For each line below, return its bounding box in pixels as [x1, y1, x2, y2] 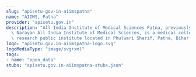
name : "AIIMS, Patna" [6, 14, 59, 20]
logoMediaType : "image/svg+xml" [6, 46, 85, 52]
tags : [6, 52, 19, 57]
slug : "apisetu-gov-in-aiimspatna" [6, 8, 93, 14]
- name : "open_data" [6, 57, 57, 63]
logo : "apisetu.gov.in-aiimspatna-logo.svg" [6, 41, 116, 47]
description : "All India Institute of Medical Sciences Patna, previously [6, 24, 192, 31]
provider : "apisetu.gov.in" [6, 19, 75, 25]
